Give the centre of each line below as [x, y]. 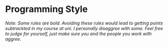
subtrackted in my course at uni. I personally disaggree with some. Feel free [84, 28]
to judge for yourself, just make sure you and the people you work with [78, 33]
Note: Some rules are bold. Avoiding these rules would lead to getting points [84, 23]
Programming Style [47, 9]
